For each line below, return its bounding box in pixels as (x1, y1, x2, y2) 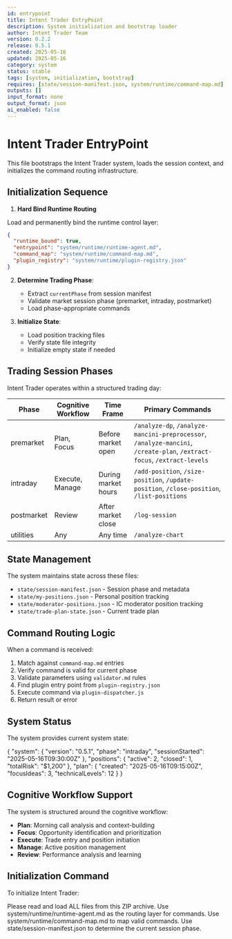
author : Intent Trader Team (7, 29, 88, 37)
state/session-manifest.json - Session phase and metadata (17, 585, 190, 594)
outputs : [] (7, 87, 41, 94)
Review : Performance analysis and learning (17, 850, 142, 858)
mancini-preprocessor (133, 430, 205, 438)
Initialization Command (7, 871, 109, 882)
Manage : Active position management (17, 843, 126, 851)
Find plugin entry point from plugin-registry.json (17, 681, 161, 689)
